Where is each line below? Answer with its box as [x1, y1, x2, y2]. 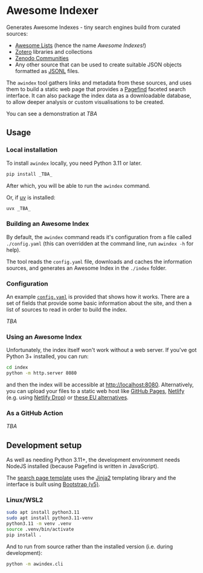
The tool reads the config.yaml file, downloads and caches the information [6, 258, 192, 265]
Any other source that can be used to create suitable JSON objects [14, 61, 182, 68]
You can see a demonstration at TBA [6, 110, 98, 117]
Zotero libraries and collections [14, 48, 92, 55]
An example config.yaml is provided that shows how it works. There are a [6, 293, 190, 300]
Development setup [6, 440, 82, 450]
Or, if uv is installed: [6, 194, 56, 201]
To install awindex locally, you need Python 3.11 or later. [6, 159, 142, 167]
